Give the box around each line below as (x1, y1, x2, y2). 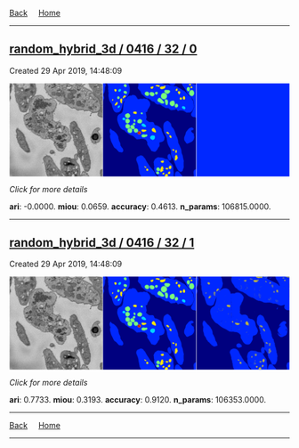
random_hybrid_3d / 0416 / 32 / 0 (9, 42, 198, 57)
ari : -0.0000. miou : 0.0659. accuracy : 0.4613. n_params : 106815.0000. (9, 200, 271, 212)
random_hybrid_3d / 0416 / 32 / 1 (9, 235, 195, 250)
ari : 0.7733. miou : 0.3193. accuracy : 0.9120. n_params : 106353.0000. (9, 395, 267, 405)
